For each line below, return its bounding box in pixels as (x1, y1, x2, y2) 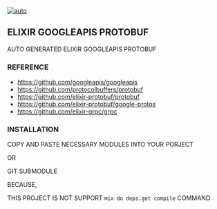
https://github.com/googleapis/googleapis (17, 78, 138, 87)
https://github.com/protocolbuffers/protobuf (17, 85, 144, 93)
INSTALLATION (7, 125, 59, 134)
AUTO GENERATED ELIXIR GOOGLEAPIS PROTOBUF (7, 45, 157, 53)
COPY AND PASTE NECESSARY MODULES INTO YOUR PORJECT (7, 140, 194, 149)
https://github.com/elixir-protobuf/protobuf (17, 93, 140, 101)
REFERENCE (7, 62, 49, 72)
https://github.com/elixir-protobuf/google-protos (17, 100, 156, 109)
